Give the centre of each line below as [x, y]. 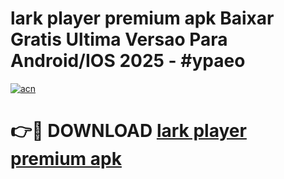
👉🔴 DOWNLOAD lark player [128, 131]
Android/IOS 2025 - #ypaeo [128, 61]
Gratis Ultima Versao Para [119, 39]
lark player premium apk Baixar [142, 18]
